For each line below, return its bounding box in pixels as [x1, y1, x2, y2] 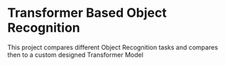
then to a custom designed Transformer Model [7, 51, 144, 59]
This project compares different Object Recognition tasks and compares [7, 43, 219, 51]
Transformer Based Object [7, 5, 167, 21]
